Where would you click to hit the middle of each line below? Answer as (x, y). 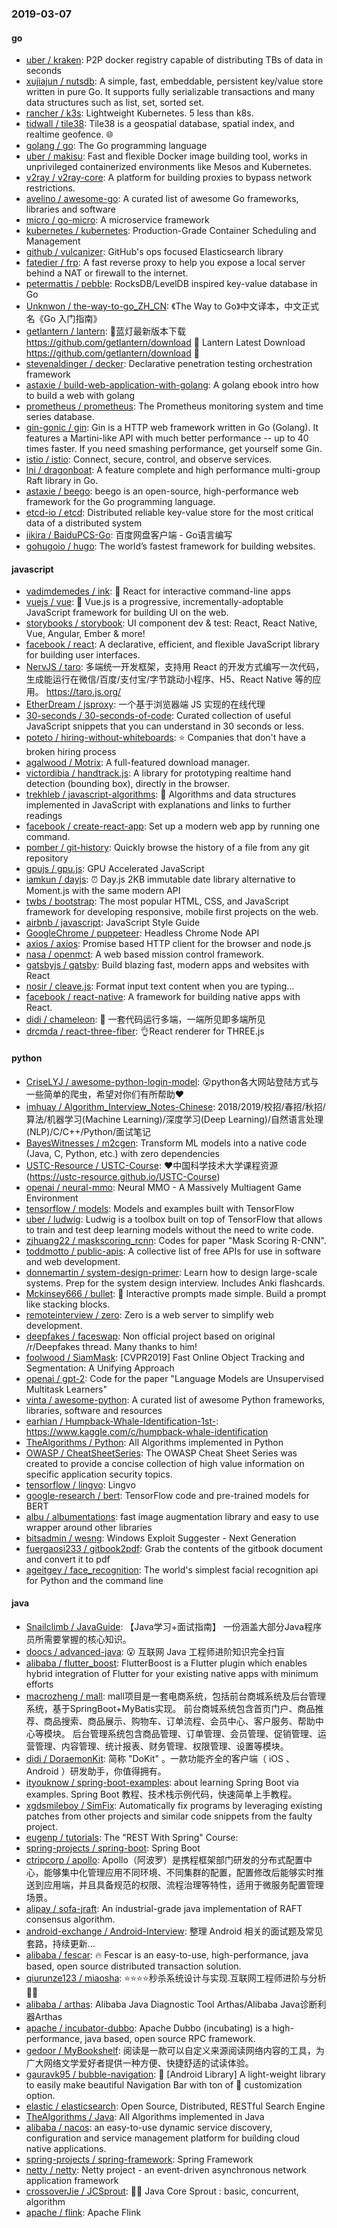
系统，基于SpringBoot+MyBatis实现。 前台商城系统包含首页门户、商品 (170, 1708)
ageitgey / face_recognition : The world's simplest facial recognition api (172, 1569)
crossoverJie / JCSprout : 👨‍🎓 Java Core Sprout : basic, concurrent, (162, 2191)
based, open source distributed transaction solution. (133, 1966)
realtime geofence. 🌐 (69, 134)
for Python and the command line (94, 1580)
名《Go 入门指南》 (64, 319)
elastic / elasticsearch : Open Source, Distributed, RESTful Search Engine (175, 2106)
